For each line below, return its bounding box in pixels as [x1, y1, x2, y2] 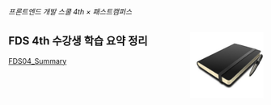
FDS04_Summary [8, 56, 67, 65]
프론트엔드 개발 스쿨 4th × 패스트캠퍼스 [8, 6, 133, 16]
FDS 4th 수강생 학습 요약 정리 [8, 34, 148, 48]
